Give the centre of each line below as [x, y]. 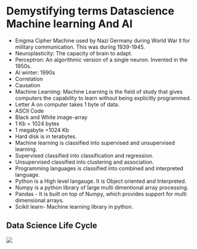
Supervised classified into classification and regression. [84, 155]
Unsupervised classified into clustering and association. [84, 162]
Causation [28, 85]
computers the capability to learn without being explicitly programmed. [103, 98]
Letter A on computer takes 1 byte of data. [67, 104]
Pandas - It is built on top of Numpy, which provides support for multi [101, 194]
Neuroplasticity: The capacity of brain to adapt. [73, 53]
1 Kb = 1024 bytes [37, 123]
